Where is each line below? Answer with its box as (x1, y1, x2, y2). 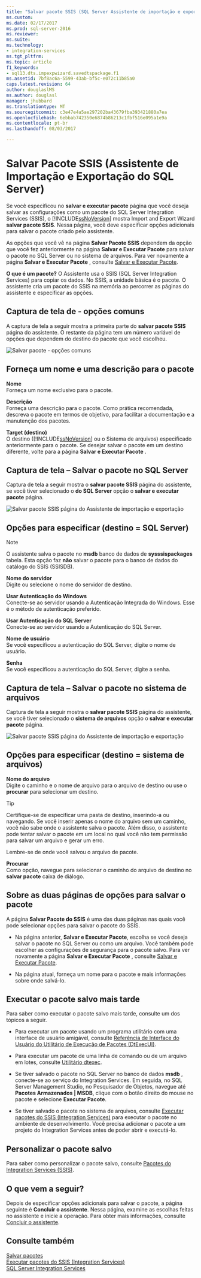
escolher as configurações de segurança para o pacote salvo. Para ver (14, 946, 190, 953)
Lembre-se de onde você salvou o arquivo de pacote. (6, 848, 139, 855)
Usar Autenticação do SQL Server (6, 617, 92, 624)
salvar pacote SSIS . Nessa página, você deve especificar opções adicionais (6, 221, 194, 228)
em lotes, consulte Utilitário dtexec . (14, 1059, 102, 1066)
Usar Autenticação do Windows (6, 593, 87, 600)
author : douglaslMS (6, 87, 55, 93)
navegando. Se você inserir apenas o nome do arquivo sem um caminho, (6, 818, 186, 825)
